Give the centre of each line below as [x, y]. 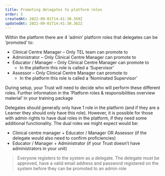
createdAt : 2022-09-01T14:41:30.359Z [44, 19]
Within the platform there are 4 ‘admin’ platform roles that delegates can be [82, 37]
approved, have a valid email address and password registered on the [88, 163]
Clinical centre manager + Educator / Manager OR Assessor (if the [79, 133]
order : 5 [14, 14]
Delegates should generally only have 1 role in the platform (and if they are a [82, 108]
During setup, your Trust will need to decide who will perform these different [83, 88]
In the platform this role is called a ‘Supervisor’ [67, 68]
